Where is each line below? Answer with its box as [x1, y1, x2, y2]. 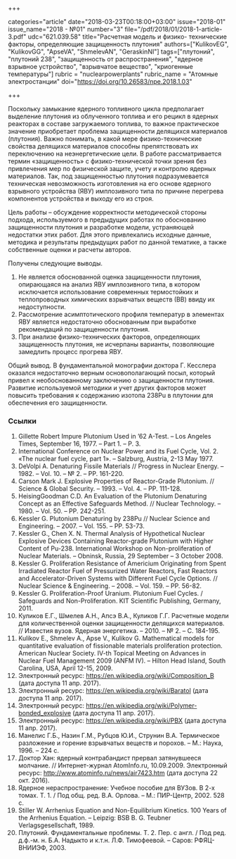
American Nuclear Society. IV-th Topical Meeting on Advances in [18, 649, 206, 658]
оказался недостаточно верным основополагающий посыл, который [8, 369, 216, 377]
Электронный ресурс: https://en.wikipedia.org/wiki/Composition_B [18, 672, 215, 680]
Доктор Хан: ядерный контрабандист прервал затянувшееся [18, 754, 202, 763]
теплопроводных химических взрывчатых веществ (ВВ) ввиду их [18, 295, 215, 303]
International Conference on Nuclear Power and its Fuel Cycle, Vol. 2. [18, 447, 219, 456]
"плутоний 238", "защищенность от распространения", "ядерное [8, 55, 203, 63]
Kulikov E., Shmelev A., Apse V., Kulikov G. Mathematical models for [18, 634, 215, 643]
